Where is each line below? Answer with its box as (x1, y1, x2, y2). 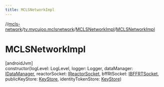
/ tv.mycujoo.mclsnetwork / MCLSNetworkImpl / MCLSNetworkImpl (22, 26, 155, 32)
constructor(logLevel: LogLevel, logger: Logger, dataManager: (5, 65, 133, 71)
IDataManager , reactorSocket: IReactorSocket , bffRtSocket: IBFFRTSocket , (5, 71, 159, 77)
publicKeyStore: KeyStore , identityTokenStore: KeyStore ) (5, 76, 121, 82)
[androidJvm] (5, 60, 33, 66)
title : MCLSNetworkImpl (5, 7, 55, 12)
